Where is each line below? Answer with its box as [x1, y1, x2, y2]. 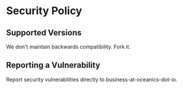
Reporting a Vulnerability [6, 60, 100, 70]
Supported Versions [6, 28, 81, 38]
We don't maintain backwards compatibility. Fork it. [6, 43, 131, 50]
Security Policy [6, 4, 83, 18]
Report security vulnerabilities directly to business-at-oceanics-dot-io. [6, 75, 178, 83]
